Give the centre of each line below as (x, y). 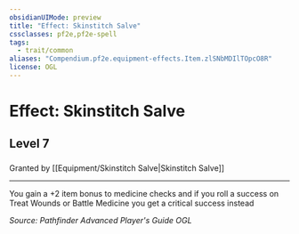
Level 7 (29, 144)
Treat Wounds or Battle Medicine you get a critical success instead (132, 203)
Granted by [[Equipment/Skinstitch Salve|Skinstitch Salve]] (117, 168)
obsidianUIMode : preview (55, 17)
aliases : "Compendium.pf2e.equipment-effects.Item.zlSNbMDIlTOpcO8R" (141, 59)
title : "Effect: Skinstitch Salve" (75, 26)
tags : (19, 42)
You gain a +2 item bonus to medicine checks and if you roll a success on (144, 194)
